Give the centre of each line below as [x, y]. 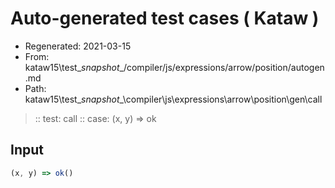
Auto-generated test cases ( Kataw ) [165, 18]
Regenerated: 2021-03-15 [78, 46]
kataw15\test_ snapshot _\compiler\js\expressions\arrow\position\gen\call [173, 99]
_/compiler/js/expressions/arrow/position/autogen [222, 67]
